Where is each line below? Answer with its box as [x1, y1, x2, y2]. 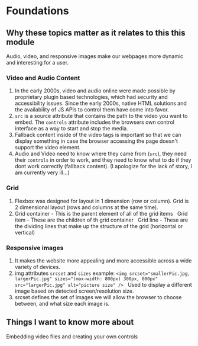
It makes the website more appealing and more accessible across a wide [14, 257, 192, 264]
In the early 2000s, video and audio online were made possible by [14, 87, 176, 94]
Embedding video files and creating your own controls [6, 333, 138, 340]
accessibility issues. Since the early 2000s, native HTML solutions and [14, 100, 187, 107]
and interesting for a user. [6, 59, 69, 66]
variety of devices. [14, 263, 60, 270]
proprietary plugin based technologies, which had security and [14, 94, 168, 101]
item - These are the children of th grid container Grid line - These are [14, 216, 188, 223]
